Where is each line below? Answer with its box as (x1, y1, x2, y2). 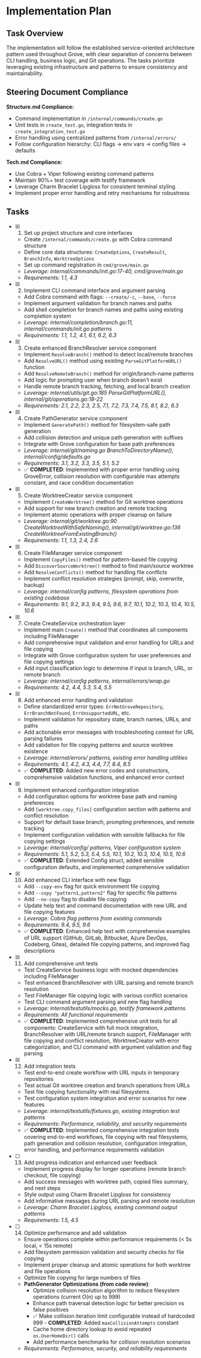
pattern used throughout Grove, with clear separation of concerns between (6, 51, 192, 58)
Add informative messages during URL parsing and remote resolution (23, 1197, 196, 1205)
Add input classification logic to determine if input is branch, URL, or (23, 664, 193, 672)
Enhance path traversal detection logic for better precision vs (32, 1299, 184, 1307)
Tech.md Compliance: (6, 158, 63, 166)
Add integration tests (23, 1062, 76, 1070)
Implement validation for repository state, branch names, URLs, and (23, 715, 191, 723)
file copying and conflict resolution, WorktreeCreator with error (23, 1037, 180, 1044)
